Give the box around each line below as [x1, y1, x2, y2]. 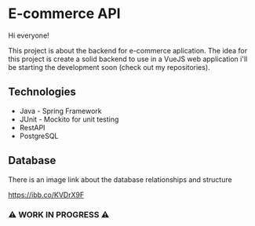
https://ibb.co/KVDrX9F [8, 190, 85, 199]
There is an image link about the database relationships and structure [8, 174, 233, 184]
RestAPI [19, 122, 46, 132]
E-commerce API [8, 5, 121, 23]
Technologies [8, 86, 77, 99]
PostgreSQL [19, 131, 59, 140]
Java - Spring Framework [19, 106, 102, 115]
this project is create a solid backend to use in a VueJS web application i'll [8, 54, 248, 64]
